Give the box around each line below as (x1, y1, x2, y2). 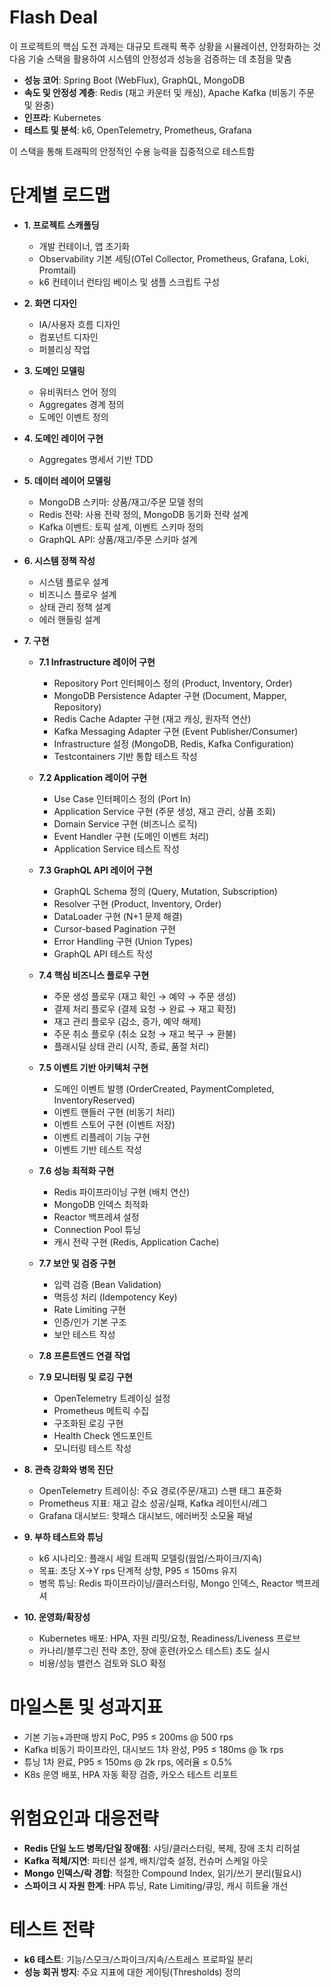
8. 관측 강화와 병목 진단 (23, 1463, 114, 1475)
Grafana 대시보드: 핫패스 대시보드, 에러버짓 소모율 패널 (38, 1509, 254, 1521)
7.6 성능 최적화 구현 (38, 1164, 115, 1176)
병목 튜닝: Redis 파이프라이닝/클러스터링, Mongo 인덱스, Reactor (38, 1577, 294, 1589)
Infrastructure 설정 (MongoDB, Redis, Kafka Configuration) (53, 737, 295, 750)
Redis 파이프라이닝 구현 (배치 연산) (53, 1186, 191, 1198)
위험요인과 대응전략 (9, 1807, 159, 1830)
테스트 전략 (9, 1918, 95, 1941)
